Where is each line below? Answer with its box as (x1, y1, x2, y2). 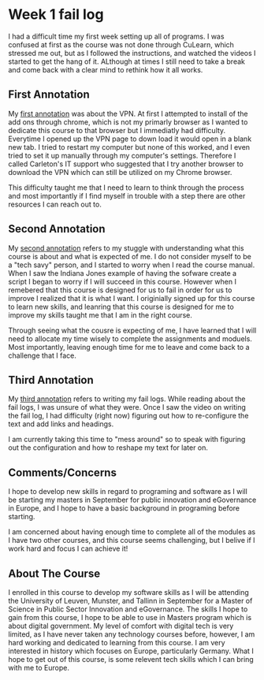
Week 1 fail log (8, 6, 104, 24)
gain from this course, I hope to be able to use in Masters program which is (8, 613, 252, 622)
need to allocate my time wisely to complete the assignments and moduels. (8, 333, 252, 344)
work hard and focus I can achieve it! (8, 544, 128, 553)
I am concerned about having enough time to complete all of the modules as (8, 527, 256, 537)
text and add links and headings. (8, 419, 114, 429)
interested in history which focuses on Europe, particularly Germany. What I (8, 646, 254, 656)
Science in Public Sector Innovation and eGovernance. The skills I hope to (8, 604, 248, 614)
